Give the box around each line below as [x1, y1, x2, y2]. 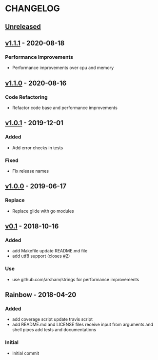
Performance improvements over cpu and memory [12, 65, 114, 71]
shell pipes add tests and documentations [12, 327, 97, 333]
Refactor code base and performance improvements [12, 105, 118, 111]
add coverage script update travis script [12, 316, 93, 322]
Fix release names [12, 168, 49, 174]
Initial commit [12, 350, 39, 356]
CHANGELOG [5, 3, 60, 14]
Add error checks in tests [12, 145, 63, 151]
